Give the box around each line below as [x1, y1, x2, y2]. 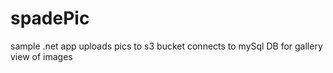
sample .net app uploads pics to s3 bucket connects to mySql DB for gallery [10, 40, 323, 52]
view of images [10, 50, 73, 62]
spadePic [10, 7, 90, 30]
